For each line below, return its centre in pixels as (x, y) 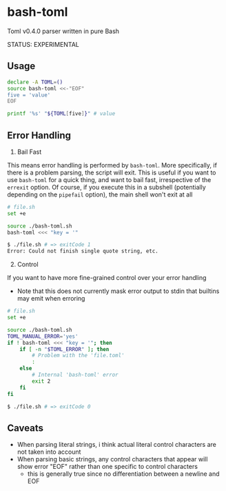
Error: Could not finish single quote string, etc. (83, 251)
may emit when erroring (51, 299)
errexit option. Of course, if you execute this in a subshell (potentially (107, 187)
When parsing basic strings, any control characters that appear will (112, 459)
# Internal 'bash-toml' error (75, 375)
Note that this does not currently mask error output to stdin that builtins (118, 291)
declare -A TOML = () (35, 82)
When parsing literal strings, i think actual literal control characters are (117, 445)
